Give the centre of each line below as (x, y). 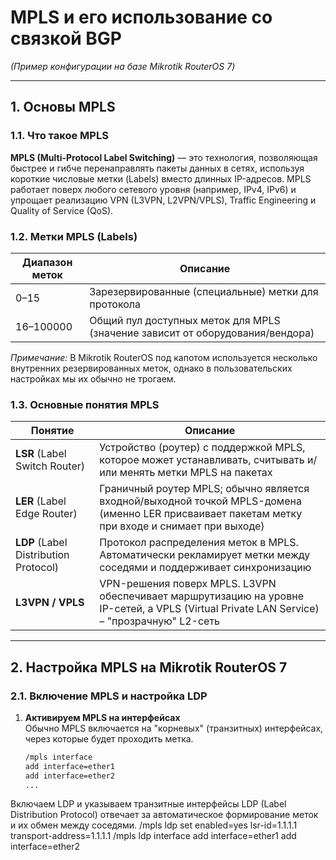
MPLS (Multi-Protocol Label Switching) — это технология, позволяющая (164, 157)
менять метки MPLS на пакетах (196, 473)
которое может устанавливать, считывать (202, 460)
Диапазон (47, 262)
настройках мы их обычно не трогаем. (93, 378)
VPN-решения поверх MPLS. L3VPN (188, 584)
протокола (115, 304)
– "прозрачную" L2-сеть (160, 621)
